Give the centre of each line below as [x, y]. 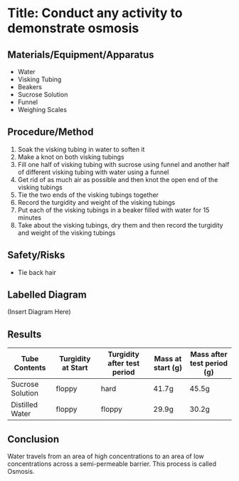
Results [25, 334]
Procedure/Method [51, 132]
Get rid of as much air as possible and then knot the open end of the [118, 179]
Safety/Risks [36, 255]
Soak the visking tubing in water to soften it [81, 149]
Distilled [24, 405]
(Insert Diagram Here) [39, 312]
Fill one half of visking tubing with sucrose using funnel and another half [123, 164]
